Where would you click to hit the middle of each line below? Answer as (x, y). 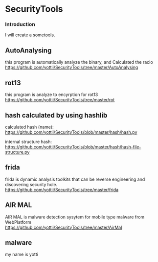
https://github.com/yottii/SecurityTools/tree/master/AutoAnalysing (72, 68)
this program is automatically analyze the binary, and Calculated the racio (79, 62)
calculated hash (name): (29, 127)
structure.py (17, 152)
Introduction (20, 24)
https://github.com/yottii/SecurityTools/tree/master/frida (62, 190)
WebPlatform (18, 222)
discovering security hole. (31, 184)
